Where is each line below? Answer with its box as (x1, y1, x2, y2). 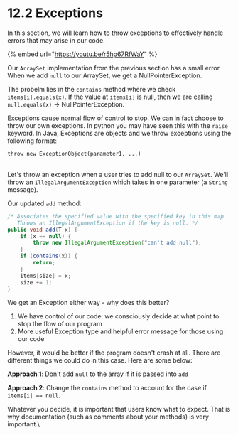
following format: (7, 136, 58, 145)
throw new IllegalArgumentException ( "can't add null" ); (33, 240, 202, 247)
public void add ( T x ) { (7, 226, 78, 233)
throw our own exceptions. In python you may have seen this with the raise (7, 121, 229, 129)
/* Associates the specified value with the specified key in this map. (7, 213, 227, 220)
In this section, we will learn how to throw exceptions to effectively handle (7, 28, 224, 37)
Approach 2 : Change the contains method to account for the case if (7, 384, 207, 392)
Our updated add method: (7, 199, 82, 208)
